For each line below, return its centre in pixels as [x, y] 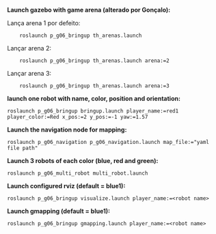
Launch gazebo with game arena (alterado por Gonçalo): [89, 10]
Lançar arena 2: [29, 48]
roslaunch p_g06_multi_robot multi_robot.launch [78, 173]
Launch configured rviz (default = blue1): [66, 186]
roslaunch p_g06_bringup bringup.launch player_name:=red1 [93, 111]
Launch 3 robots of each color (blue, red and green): [83, 161]
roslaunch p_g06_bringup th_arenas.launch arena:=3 [94, 86]
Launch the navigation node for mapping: [67, 130]
